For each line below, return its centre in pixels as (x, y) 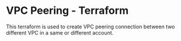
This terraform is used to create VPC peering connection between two (90, 27)
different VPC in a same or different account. (60, 32)
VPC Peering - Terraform (67, 11)
